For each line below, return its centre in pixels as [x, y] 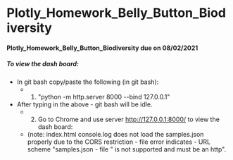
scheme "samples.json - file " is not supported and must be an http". [127, 149]
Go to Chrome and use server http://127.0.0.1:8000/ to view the [128, 119]
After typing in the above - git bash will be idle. [84, 104]
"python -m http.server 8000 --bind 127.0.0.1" [104, 97]
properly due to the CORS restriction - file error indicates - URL [119, 142]
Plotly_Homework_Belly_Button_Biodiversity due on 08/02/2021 [102, 48]
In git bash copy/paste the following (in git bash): [88, 82]
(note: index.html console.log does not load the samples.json [115, 134]
